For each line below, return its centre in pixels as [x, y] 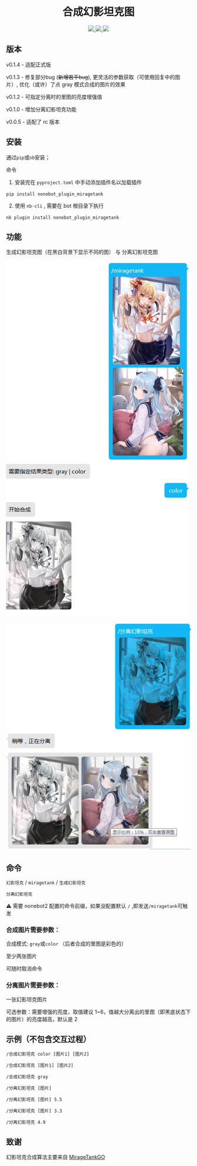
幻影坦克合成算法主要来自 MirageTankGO [56, 1157]
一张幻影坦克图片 [27, 999]
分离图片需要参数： [33, 985]
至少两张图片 [21, 956]
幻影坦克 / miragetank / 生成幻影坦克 [46, 882]
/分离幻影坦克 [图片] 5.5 [34, 1100]
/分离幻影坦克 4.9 [26, 1123]
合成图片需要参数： [33, 930]
